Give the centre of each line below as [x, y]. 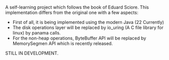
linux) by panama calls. [36, 33]
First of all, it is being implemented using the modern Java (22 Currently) [88, 22]
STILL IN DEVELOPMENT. [32, 53]
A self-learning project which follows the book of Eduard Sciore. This [77, 7]
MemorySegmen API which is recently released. [62, 43]
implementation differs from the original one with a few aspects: [72, 12]
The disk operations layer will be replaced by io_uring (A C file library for [88, 27]
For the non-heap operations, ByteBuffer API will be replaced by [79, 38]
